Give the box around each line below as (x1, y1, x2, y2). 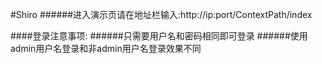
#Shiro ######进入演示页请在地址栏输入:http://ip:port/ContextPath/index (10, 9, 313, 20)
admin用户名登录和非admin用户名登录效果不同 (10, 43, 202, 54)
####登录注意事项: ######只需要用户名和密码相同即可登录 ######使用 (10, 30, 308, 42)
